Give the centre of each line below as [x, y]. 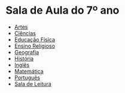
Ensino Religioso [34, 46]
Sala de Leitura [33, 83]
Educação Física [34, 39]
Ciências [25, 33]
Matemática [29, 71]
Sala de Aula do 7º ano [62, 10]
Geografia [27, 52]
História [24, 58]
